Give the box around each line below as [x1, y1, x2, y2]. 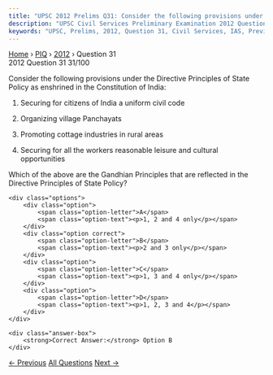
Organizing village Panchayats [19, 114, 122, 124]
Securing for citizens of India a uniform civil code [19, 98, 185, 108]
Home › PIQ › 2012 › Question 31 [8, 50, 116, 59]
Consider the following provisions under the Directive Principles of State [8, 74, 250, 84]
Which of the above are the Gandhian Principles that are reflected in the [8, 170, 249, 180]
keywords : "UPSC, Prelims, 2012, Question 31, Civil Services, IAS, [8, 27, 245, 35]
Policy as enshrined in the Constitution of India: [8, 82, 167, 92]
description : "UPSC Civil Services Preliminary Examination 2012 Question [8, 20, 267, 28]
